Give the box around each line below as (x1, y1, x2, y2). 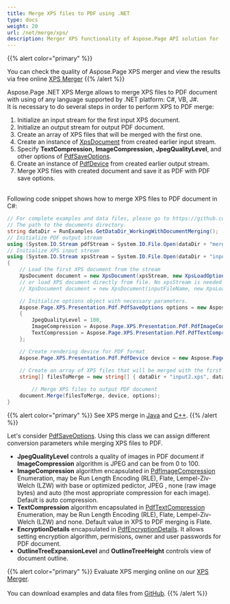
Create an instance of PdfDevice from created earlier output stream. (16, 160, 210, 168)
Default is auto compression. (16, 496, 99, 504)
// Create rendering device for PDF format (19, 348, 146, 355)
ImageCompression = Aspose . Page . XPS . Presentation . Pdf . (31, 323, 192, 330)
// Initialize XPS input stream (7, 247, 99, 254)
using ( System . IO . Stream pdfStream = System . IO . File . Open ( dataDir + (7, 240, 207, 247)
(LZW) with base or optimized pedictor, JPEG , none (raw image (36, 481, 216, 490)
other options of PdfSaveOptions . (16, 152, 112, 161)
